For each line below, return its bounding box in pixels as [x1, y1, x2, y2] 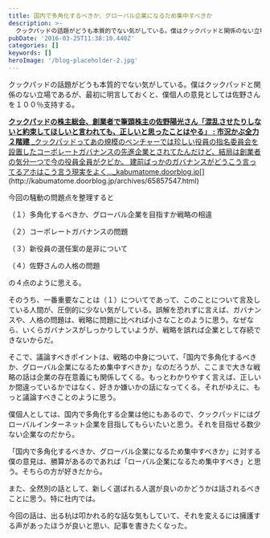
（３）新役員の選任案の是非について [8, 243, 129, 253]
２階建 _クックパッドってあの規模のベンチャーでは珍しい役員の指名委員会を [8, 137, 259, 146]
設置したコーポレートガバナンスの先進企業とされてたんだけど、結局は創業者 [8, 146, 261, 157]
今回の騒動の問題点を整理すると [8, 192, 114, 202]
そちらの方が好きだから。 [22, 467, 107, 476]
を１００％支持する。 [8, 100, 79, 109]
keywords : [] [8, 49, 52, 57]
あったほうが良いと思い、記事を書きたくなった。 [29, 520, 191, 530]
